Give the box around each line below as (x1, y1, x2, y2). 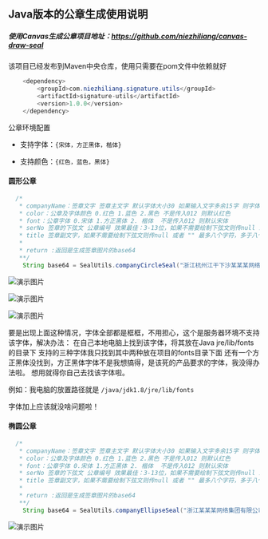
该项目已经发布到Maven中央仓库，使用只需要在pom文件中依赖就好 (8, 61, 227, 71)
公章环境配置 (8, 122, 50, 132)
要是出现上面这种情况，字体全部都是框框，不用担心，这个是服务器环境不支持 (8, 327, 260, 337)
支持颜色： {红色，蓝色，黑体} (19, 157, 110, 166)
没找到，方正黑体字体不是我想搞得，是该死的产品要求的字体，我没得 (29, 358, 253, 367)
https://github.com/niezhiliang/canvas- (111, 31, 247, 41)
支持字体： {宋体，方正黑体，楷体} (19, 139, 122, 149)
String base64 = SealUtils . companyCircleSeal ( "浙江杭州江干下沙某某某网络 (22, 261, 261, 269)
